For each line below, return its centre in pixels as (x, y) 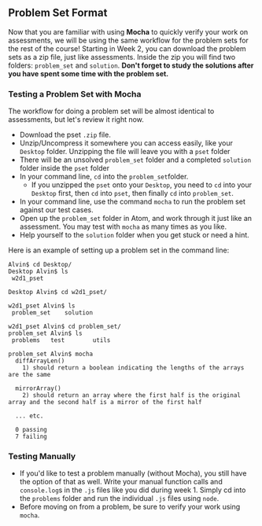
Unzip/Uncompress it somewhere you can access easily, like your (126, 143)
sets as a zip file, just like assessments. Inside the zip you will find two (122, 57)
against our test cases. (57, 210)
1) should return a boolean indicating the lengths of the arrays (133, 368)
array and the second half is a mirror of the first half (105, 403)
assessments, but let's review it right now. (76, 120)
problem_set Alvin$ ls (45, 333)
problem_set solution (52, 313)
